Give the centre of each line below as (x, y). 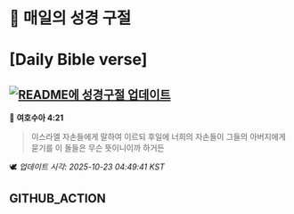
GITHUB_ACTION (58, 198)
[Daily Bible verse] (78, 60)
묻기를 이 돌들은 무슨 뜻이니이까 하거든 (98, 148)
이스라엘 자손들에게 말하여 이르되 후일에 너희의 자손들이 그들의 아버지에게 (159, 137)
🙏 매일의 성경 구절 (70, 18)
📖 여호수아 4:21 (37, 118)
